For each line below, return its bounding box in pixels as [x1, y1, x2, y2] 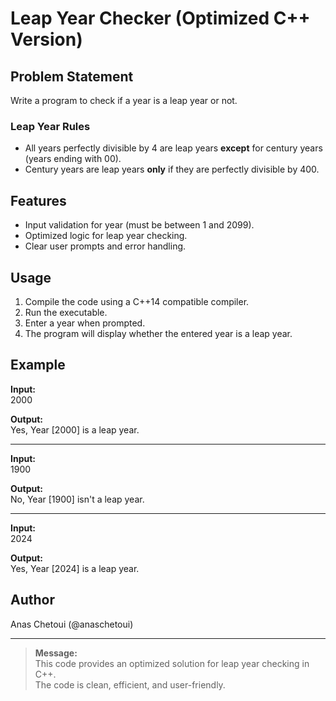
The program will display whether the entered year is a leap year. [24, 327, 293, 339]
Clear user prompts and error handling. [24, 240, 187, 252]
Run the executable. [24, 306, 108, 318]
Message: [34, 647, 78, 659]
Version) [10, 28, 83, 51]
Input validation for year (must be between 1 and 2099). [24, 219, 255, 231]
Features [10, 192, 67, 209]
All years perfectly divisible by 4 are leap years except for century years [24, 142, 323, 154]
